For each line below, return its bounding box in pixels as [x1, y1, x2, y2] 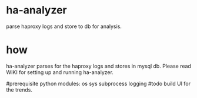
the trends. [6, 86, 33, 93]
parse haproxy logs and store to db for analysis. [6, 23, 122, 30]
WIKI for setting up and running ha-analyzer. [6, 68, 113, 76]
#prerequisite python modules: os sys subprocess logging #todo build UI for [6, 80, 191, 87]
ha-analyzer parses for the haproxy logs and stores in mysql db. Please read [6, 62, 191, 69]
